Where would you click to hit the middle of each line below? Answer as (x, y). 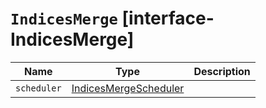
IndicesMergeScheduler (128, 88)
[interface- (168, 18)
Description (222, 71)
